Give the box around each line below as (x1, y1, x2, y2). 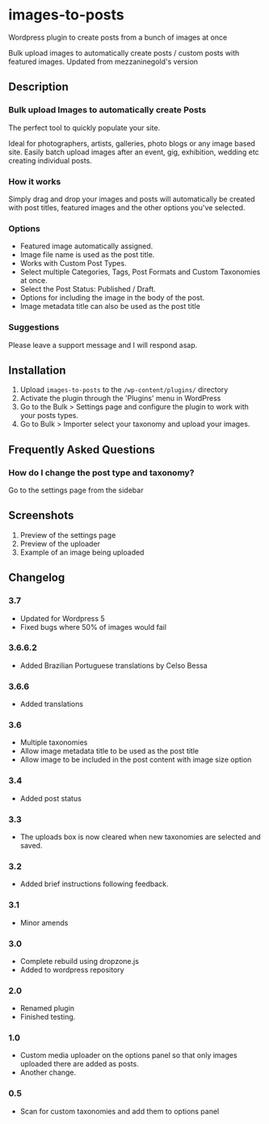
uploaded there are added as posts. (19, 1059, 139, 1069)
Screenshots (8, 509, 74, 522)
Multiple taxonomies (19, 737, 88, 747)
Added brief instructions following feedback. (19, 879, 169, 889)
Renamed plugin (19, 1004, 75, 1013)
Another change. (19, 1067, 77, 1077)
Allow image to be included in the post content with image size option (19, 754, 252, 765)
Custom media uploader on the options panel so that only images (19, 1050, 237, 1060)
